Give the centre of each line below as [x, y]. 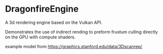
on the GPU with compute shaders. [40, 37]
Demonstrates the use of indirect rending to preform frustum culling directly [81, 32]
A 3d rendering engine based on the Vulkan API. [54, 22]
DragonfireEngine [42, 9]
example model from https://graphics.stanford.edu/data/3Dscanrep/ [74, 46]
